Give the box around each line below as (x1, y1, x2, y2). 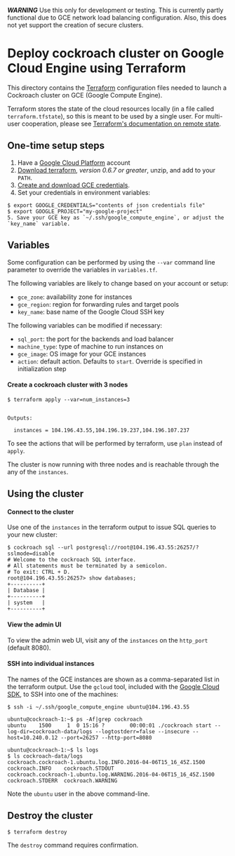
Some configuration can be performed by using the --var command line (7, 258, 215, 266)
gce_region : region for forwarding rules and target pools (17, 300, 180, 308)
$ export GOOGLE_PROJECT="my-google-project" (7, 208, 142, 215)
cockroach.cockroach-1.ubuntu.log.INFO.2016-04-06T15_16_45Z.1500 (7, 758, 206, 765)
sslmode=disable (7, 550, 55, 557)
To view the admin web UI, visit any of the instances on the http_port (7, 636, 208, 644)
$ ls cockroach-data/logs (7, 752, 83, 760)
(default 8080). (7, 643, 51, 652)
